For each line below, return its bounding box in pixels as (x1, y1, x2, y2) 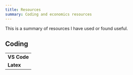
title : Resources (5, 7, 41, 12)
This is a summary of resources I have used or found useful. (5, 25, 128, 31)
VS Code (7, 54, 29, 61)
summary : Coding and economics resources (5, 12, 92, 17)
